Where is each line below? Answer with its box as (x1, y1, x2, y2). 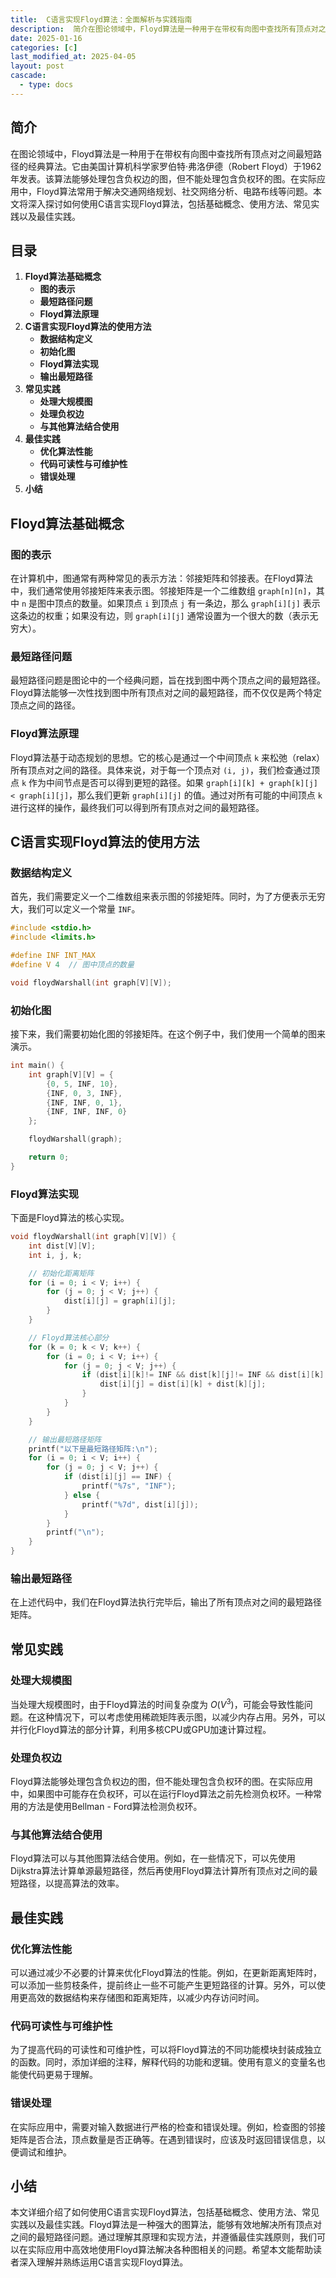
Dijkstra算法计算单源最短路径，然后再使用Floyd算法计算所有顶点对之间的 (10, 1865, 310, 1877)
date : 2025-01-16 (10, 33, 83, 43)
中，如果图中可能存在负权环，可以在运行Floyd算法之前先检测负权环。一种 (10, 1788, 313, 1800)
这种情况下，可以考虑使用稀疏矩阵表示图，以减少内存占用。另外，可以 (36, 1711, 326, 1723)
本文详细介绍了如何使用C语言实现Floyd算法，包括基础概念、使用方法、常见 (10, 2206, 320, 2218)
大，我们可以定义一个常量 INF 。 (10, 903, 141, 915)
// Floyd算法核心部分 (28, 1332, 110, 1343)
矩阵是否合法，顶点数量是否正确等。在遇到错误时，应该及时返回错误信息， (10, 2133, 317, 2145)
